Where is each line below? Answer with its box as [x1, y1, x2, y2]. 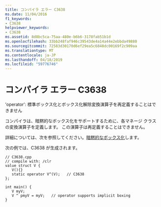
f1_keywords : [5, 16, 32, 21]
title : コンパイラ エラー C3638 [5, 7, 65, 12]
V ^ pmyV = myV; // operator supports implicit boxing [11, 193, 131, 198]
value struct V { [5, 163, 41, 168]
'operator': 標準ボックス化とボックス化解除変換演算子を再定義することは [5, 101, 152, 108]
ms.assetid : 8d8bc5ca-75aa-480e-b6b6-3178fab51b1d [5, 35, 111, 40]
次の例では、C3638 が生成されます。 [5, 145, 80, 151]
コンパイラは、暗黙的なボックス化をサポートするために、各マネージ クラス [5, 118, 157, 124]
